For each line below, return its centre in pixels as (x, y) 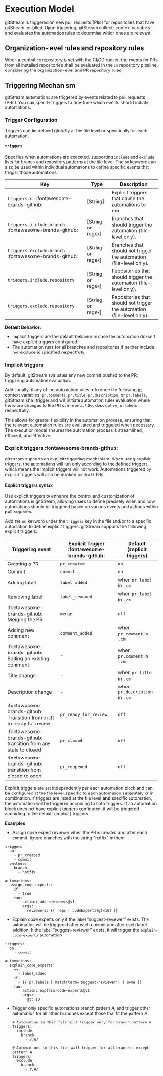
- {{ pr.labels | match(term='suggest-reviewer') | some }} (80, 982)
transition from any (29, 743)
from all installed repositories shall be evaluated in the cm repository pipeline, (81, 65)
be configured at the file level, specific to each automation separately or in (79, 793)
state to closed (24, 750)
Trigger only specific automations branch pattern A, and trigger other (81, 1008)
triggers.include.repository (41, 280)
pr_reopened (74, 767)
